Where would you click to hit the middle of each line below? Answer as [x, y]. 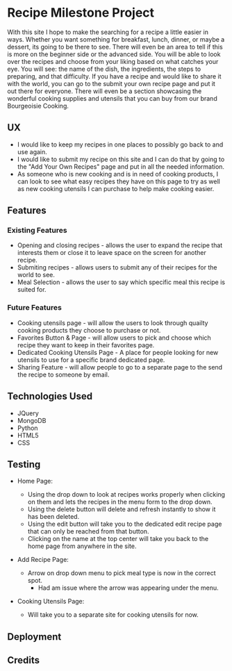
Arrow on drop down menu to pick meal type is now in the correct [122, 573]
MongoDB [32, 420]
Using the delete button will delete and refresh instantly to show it [122, 509]
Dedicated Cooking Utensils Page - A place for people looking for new [118, 352]
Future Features [35, 308]
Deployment [34, 637]
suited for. [32, 290]
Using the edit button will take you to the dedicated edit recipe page [125, 524]
